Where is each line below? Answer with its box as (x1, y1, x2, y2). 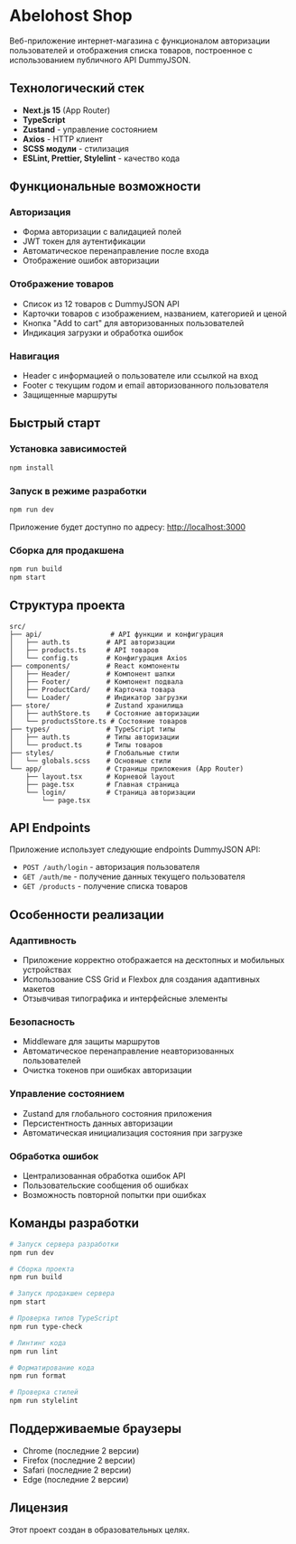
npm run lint (9, 1347, 59, 1356)
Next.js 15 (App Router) (22, 105, 111, 116)
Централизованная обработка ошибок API (22, 1171, 186, 1182)
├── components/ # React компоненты (9, 661, 180, 670)
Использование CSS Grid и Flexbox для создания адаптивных (22, 974, 260, 985)
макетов (22, 984, 56, 995)
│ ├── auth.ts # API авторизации (9, 638, 176, 647)
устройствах (22, 964, 72, 976)
